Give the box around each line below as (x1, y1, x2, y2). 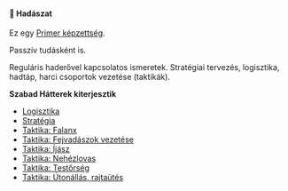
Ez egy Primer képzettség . (9, 28, 105, 38)
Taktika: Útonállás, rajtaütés (21, 172, 124, 183)
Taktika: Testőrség (21, 163, 90, 173)
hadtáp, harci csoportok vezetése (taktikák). (9, 72, 171, 83)
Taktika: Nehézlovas (21, 153, 97, 164)
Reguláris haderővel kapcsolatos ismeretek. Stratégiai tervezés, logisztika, (9, 62, 280, 73)
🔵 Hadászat (9, 8, 53, 19)
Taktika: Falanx (21, 125, 77, 136)
